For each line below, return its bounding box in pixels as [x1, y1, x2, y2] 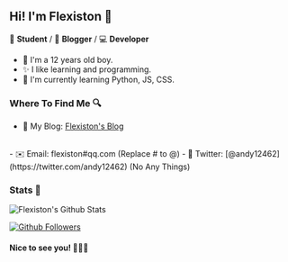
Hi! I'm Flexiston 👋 [9, 9, 112, 24]
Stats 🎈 [9, 184, 41, 196]
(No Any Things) [129, 161, 191, 172]
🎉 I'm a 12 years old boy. [22, 54, 113, 65]
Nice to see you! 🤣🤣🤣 [9, 242, 89, 253]
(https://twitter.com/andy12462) [9, 161, 128, 172]
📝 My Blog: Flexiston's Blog [22, 121, 124, 131]
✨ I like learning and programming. [22, 64, 151, 75]
